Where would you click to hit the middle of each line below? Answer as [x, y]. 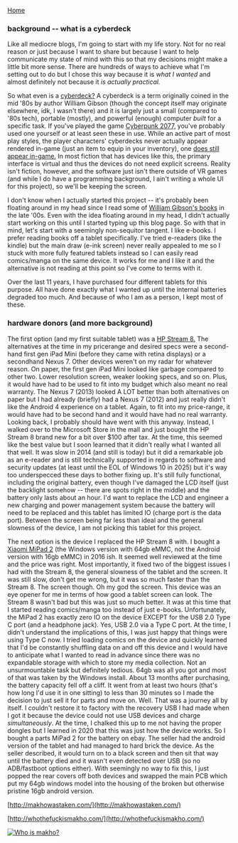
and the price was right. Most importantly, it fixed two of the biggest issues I [119, 564]
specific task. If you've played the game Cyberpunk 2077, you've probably [116, 126]
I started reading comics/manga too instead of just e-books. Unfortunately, [117, 609]
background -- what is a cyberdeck [69, 28]
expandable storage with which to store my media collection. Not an [107, 662]
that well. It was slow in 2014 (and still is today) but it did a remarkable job [115, 452]
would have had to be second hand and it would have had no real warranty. [118, 414]
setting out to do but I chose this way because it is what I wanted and [109, 75]
